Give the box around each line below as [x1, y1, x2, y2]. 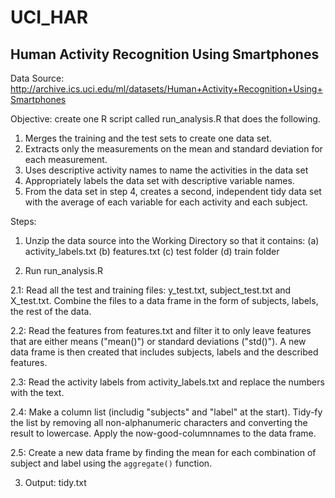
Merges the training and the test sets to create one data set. [24, 132, 272, 144]
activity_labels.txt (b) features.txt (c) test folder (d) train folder [24, 246, 280, 257]
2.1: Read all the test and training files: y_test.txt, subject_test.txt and [10, 284, 292, 296]
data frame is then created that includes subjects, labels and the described [10, 346, 319, 358]
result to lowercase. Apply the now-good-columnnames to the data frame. [10, 427, 317, 439]
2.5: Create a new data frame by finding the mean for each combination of [10, 447, 317, 458]
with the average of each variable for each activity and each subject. [24, 196, 308, 208]
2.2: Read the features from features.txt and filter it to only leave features [10, 325, 312, 336]
